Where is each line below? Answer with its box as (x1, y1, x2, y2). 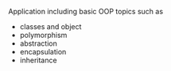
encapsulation (19, 47, 67, 56)
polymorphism (19, 31, 68, 39)
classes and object (19, 22, 82, 31)
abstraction (19, 39, 57, 48)
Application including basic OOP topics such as (8, 7, 164, 16)
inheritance (19, 55, 57, 65)
